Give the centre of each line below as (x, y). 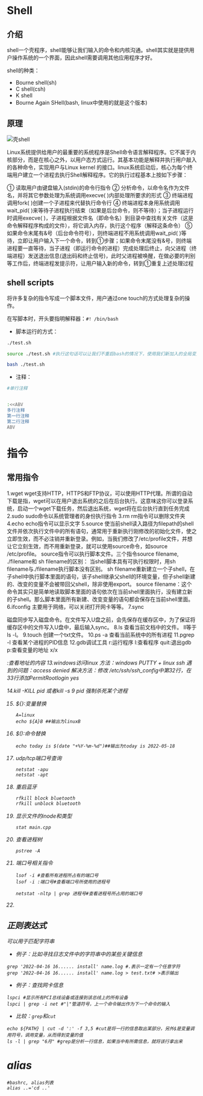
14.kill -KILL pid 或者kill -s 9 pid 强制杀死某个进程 (67, 691)
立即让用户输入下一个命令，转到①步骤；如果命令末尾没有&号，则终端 (105, 240)
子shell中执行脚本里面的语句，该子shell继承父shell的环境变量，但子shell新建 (101, 576)
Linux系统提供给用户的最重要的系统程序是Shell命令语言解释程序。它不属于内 (101, 152)
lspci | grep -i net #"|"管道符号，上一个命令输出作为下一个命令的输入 (89, 1004)
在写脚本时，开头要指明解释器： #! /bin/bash (63, 318)
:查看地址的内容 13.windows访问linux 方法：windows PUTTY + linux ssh (96, 663)
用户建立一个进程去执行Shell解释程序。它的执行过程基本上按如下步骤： (100, 175)
